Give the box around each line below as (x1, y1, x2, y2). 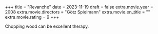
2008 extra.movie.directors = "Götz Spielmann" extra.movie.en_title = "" (5, 9, 150, 15)
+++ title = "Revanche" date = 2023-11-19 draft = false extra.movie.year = (5, 4, 154, 10)
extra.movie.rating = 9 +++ (5, 14, 59, 20)
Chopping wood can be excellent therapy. (5, 23, 89, 29)
